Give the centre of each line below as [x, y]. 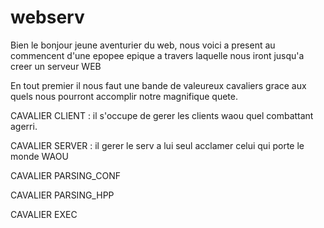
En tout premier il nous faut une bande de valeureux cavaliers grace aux [158, 85]
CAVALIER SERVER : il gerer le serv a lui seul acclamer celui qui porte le [157, 145]
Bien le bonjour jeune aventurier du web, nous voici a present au [143, 45]
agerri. [24, 126]
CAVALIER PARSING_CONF [65, 175]
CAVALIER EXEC [44, 214]
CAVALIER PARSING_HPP [62, 195]
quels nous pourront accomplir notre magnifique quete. [124, 96]
